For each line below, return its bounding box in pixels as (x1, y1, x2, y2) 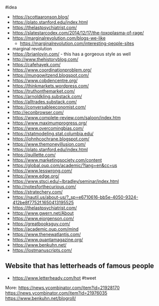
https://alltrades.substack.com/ (12, 99, 77, 104)
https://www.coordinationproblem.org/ (12, 67, 92, 73)
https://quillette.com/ (12, 152, 56, 158)
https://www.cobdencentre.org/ (12, 77, 78, 83)
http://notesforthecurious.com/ (12, 184, 76, 189)
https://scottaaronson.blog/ (12, 14, 69, 19)
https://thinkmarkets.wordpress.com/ (12, 83, 89, 89)
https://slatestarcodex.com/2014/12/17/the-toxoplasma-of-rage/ (12, 30, 144, 35)
